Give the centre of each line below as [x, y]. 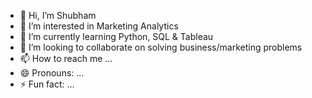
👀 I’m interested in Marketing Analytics [99, 26]
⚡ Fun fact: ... [47, 84]
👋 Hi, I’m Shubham [58, 15]
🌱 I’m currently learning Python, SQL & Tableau [116, 36]
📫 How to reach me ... [66, 58]
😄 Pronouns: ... [52, 73]
